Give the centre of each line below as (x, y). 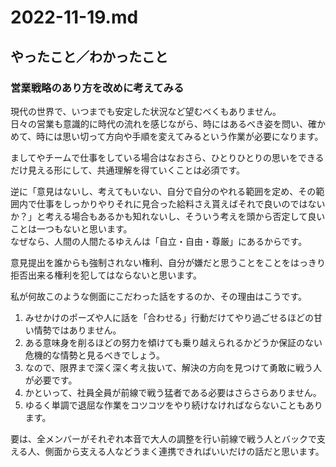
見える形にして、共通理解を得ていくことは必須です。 (136, 170)
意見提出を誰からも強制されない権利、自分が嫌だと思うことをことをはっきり (168, 262)
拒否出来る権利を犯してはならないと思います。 (106, 275)
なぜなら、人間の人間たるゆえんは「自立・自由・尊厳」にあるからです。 (159, 241)
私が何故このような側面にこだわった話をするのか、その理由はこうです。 (159, 296)
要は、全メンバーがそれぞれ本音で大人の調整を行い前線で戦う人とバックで (163, 438)
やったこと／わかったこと (89, 56)
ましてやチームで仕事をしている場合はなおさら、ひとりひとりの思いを (154, 157)
